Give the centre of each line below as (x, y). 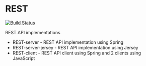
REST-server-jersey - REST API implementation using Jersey (75, 47)
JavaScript (24, 58)
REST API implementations (33, 32)
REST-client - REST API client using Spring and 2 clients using (77, 53)
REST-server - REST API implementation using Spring (68, 42)
